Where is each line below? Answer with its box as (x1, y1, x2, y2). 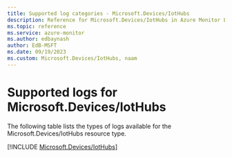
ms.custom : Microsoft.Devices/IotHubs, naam (7, 55, 137, 62)
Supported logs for (7, 84, 118, 100)
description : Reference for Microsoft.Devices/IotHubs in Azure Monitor (7, 17, 221, 23)
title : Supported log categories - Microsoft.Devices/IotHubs (7, 10, 190, 17)
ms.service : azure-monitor (7, 29, 85, 36)
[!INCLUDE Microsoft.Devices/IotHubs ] (7, 143, 118, 151)
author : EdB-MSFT (7, 42, 57, 49)
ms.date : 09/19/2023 (7, 49, 67, 56)
